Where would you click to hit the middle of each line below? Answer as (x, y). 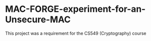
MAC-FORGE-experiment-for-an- (75, 9)
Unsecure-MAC (38, 20)
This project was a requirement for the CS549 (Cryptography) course (76, 33)
